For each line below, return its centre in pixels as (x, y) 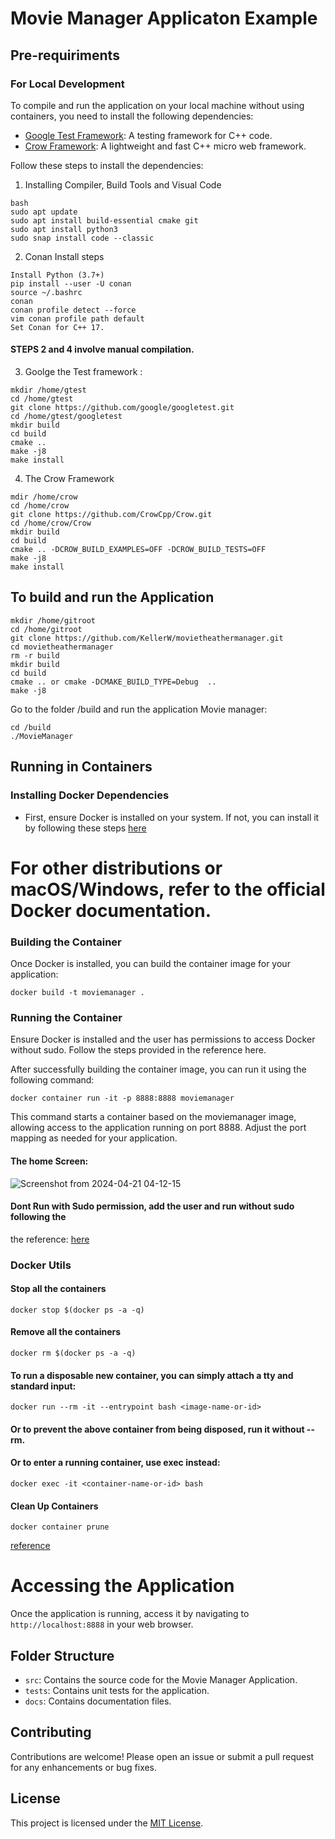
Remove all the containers (66, 1332)
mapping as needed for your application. (94, 1138)
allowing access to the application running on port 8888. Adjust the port (158, 1128)
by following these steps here (85, 828)
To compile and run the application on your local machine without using (157, 105)
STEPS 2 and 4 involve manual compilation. (102, 349)
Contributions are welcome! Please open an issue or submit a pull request (162, 1756)
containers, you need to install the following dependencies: (132, 116)
